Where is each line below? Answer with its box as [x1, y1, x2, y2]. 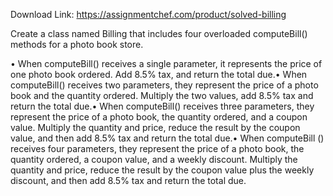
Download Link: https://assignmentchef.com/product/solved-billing [10, 9, 287, 20]
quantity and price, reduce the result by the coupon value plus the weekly [10, 164, 315, 176]
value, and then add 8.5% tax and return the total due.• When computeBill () [10, 132, 325, 144]
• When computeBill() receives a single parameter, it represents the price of [10, 58, 323, 69]
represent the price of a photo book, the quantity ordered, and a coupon [10, 111, 308, 123]
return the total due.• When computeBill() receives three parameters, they [10, 100, 315, 112]
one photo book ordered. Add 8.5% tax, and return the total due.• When [10, 69, 308, 80]
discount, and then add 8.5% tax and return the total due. [10, 175, 247, 186]
